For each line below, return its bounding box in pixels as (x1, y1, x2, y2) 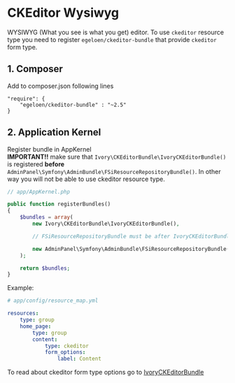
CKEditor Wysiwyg (7, 5, 120, 21)
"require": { (7, 95, 45, 102)
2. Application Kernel (7, 127, 101, 138)
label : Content (57, 355, 101, 363)
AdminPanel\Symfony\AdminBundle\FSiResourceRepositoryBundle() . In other (7, 167, 222, 175)
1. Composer (7, 63, 63, 75)
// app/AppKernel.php (7, 188, 71, 195)
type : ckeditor (44, 342, 90, 349)
